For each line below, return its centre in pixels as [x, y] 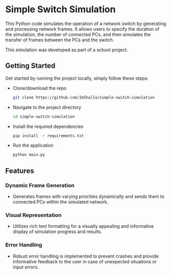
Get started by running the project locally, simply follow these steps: [77, 78]
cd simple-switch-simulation [44, 117]
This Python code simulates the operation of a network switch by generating [86, 24]
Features [20, 170]
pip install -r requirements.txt [48, 136]
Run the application [33, 145]
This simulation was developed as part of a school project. [67, 50]
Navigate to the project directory [47, 107]
